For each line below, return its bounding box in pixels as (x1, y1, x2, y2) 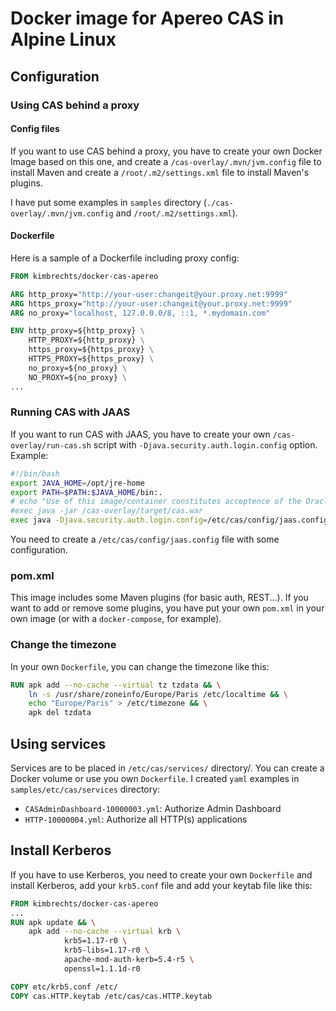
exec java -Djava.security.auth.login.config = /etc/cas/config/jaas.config (10, 515, 329, 526)
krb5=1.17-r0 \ (63, 936, 128, 946)
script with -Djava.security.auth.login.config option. (93, 438, 318, 451)
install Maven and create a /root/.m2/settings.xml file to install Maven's (10, 166, 310, 178)
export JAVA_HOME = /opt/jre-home (10, 478, 145, 488)
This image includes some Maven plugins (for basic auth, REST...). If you (10, 592, 309, 604)
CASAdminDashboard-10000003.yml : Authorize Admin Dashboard (24, 802, 282, 814)
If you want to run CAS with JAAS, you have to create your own (10, 428, 271, 440)
